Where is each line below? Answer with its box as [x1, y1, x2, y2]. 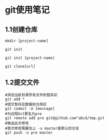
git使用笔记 [5, 4, 50, 16]
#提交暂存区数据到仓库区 [5, 102, 47, 107]
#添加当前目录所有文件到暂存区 [5, 92, 58, 97]
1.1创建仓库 [5, 25, 38, 34]
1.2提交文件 [5, 78, 40, 87]
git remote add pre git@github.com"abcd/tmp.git [5, 115, 105, 121]
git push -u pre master [5, 130, 53, 135]
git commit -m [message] [5, 106, 55, 111]
